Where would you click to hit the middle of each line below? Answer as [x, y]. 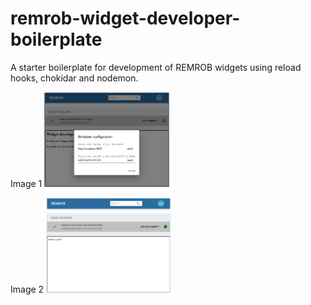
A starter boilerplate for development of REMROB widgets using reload [156, 67]
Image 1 [26, 184]
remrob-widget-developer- [125, 18]
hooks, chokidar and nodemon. [74, 78]
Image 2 [27, 289]
